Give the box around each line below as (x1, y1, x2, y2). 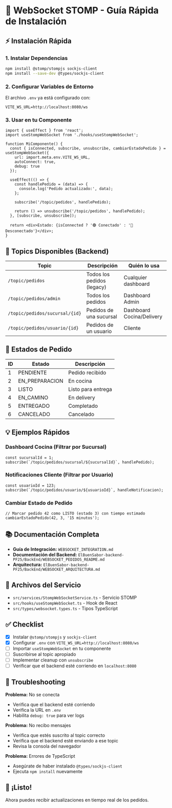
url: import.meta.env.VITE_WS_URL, (14, 155, 91, 160)
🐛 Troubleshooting (5, 678, 66, 687)
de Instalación (5, 15, 67, 27)
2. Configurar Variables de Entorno (5, 83, 94, 90)
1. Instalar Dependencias (5, 54, 68, 61)
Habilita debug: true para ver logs (12, 712, 84, 718)
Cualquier (123, 274, 147, 281)
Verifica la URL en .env (12, 707, 61, 713)
